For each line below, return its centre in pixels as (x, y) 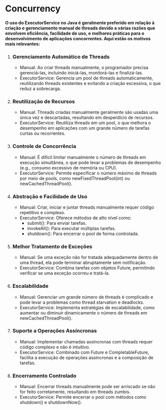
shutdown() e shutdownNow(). (51, 403)
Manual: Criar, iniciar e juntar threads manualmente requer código (87, 207)
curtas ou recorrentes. (43, 133)
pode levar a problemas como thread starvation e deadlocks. (82, 302)
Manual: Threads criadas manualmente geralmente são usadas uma (89, 112)
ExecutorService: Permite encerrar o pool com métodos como (83, 397)
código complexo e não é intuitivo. (55, 347)
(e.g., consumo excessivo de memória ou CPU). (68, 167)
